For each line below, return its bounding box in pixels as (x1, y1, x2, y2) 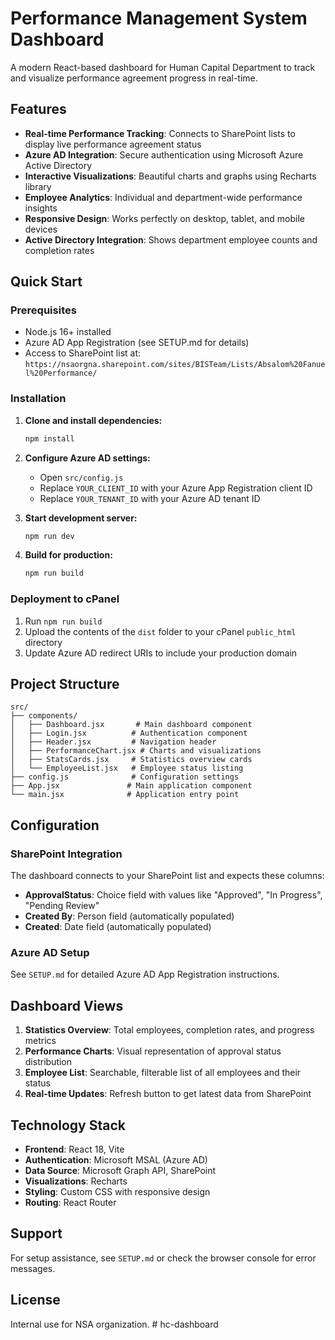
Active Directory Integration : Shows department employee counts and (24, 233, 318, 246)
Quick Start (10, 273, 83, 291)
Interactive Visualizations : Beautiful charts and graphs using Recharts (24, 170, 317, 182)
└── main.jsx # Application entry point (10, 790, 240, 800)
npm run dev (24, 531, 75, 541)
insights (24, 202, 58, 214)
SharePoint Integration (10, 847, 123, 861)
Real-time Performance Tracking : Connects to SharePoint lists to (24, 127, 296, 139)
